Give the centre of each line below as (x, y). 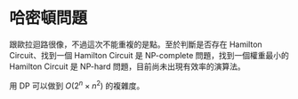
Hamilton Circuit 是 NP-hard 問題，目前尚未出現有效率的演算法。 (128, 66)
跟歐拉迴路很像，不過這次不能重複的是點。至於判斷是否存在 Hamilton (136, 44)
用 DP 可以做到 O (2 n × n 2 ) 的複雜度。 (77, 85)
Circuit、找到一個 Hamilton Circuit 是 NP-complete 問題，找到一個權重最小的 (149, 55)
